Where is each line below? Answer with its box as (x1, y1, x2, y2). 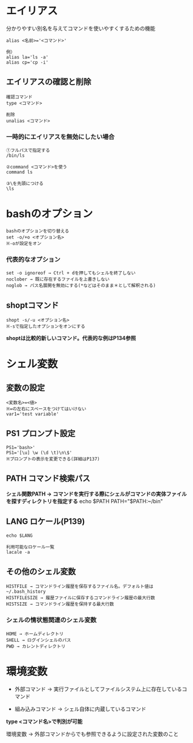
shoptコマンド (6, 300, 59, 310)
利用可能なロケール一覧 (6, 544, 55, 550)
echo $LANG (6, 533, 33, 539)
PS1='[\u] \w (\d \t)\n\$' (6, 450, 72, 455)
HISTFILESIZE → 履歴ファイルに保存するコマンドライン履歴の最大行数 (6, 595, 155, 601)
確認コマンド (6, 94, 33, 100)
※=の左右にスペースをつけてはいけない (6, 406, 86, 412)
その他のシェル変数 (6, 566, 76, 576)
